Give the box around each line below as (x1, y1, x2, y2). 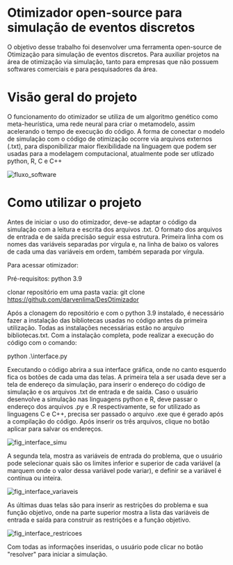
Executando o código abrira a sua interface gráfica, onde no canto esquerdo (7, 365, 227, 373)
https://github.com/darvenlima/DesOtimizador (7, 295, 139, 304)
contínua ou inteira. (7, 474, 63, 482)
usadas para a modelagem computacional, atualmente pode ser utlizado (7, 149, 214, 157)
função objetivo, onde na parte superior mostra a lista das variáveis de (7, 508, 210, 516)
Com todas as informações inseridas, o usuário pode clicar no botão (7, 542, 204, 551)
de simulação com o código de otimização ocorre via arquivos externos (7, 134, 213, 143)
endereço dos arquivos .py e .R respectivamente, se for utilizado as (7, 402, 200, 410)
